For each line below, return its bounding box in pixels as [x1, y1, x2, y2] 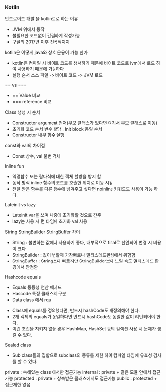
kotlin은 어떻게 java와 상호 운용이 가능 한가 [5, 49, 88, 56]
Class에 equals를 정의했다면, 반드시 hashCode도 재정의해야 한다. [12, 307, 140, 314]
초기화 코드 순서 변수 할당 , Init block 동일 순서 [12, 126, 103, 132]
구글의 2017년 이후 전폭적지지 [12, 39, 70, 45]
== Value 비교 [12, 92, 41, 98]
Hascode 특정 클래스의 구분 [12, 291, 67, 297]
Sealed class [5, 342, 31, 348]
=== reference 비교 [12, 99, 52, 105]
